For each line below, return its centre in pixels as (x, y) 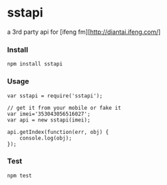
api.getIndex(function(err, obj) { (58, 132)
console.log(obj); (46, 138)
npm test (20, 175)
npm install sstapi (35, 64)
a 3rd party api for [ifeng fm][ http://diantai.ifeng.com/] (84, 32)
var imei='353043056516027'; (49, 114)
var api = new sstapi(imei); (49, 120)
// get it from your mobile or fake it (64, 108)
